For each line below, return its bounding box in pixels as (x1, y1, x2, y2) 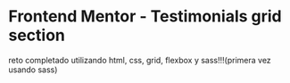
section (8, 25, 66, 46)
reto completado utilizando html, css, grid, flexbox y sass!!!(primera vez (8, 54, 271, 65)
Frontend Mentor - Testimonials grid (8, 6, 282, 27)
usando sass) (8, 64, 58, 75)
